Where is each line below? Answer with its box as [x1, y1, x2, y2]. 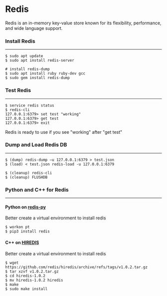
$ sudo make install [5, 286, 48, 292]
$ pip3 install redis [5, 229, 50, 234]
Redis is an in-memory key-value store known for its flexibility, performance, [5, 20, 162, 26]
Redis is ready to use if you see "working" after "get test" [5, 129, 123, 135]
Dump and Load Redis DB [5, 141, 67, 148]
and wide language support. [5, 25, 63, 31]
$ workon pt [5, 225, 30, 230]
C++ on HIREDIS [5, 239, 39, 245]
